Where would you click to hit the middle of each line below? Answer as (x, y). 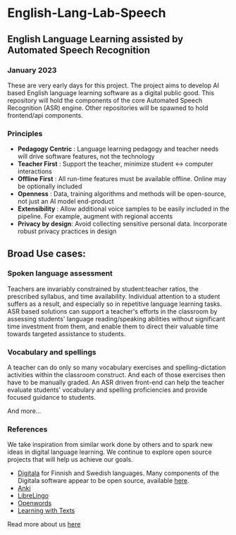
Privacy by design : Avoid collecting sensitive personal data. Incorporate (122, 224)
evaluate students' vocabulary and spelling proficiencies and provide (107, 390)
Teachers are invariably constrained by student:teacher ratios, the (103, 289)
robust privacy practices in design (67, 231)
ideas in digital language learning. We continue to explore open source (110, 452)
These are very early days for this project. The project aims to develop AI (113, 85)
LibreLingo (33, 496)
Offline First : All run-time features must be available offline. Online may (122, 179)
